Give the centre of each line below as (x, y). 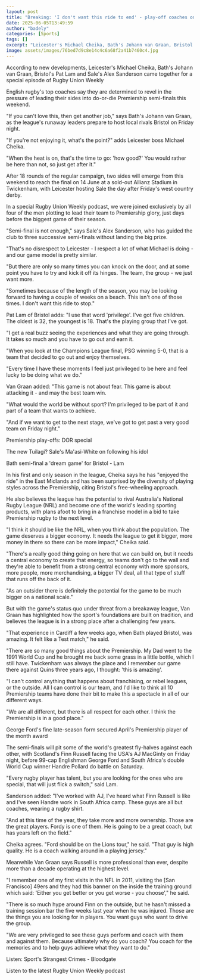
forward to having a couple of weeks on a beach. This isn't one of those (94, 297)
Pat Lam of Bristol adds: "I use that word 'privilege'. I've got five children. (96, 315)
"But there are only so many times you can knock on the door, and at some (98, 266)
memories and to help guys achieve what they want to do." (78, 947)
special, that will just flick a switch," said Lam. (62, 784)
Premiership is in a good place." (45, 718)
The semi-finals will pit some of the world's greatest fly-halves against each (99, 747)
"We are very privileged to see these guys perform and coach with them (95, 935)
